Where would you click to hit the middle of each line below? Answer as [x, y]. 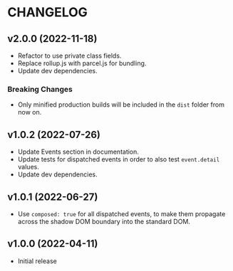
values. [28, 167]
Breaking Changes [40, 89]
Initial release [37, 261]
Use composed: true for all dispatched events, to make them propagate [121, 213]
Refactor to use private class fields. [69, 55]
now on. [30, 112]
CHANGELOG [47, 12]
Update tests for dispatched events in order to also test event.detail [119, 159]
